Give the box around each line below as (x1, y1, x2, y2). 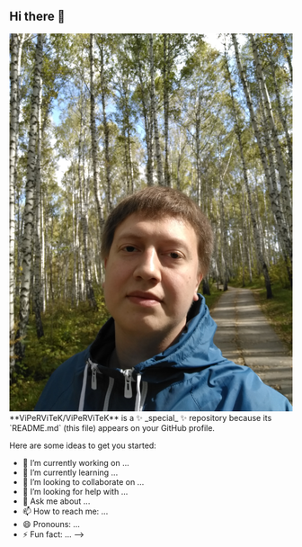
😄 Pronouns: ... (22, 518, 81, 529)
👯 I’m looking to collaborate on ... (22, 476, 145, 487)
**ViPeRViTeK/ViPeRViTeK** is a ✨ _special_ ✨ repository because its (9, 412, 272, 423)
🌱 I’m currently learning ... (22, 467, 119, 478)
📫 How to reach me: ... (22, 506, 109, 516)
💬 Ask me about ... (22, 496, 91, 507)
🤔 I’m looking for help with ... (22, 486, 129, 497)
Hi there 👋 (9, 9, 66, 24)
